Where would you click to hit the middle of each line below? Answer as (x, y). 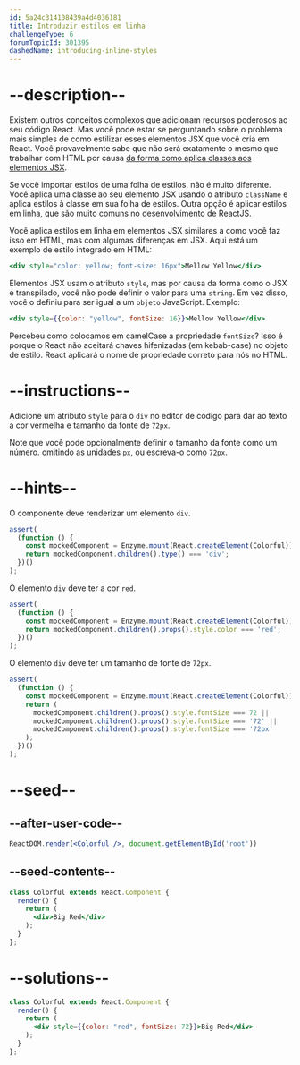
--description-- (68, 95)
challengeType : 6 (42, 34)
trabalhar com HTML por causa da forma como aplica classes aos (130, 158)
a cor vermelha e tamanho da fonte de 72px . (90, 425)
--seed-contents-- (62, 872)
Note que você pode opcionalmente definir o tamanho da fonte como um (143, 442)
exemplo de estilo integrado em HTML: (81, 250)
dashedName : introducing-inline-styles (83, 51)
